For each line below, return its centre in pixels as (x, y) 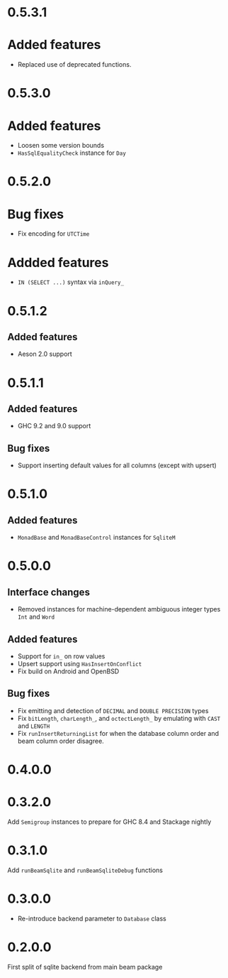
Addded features (58, 262)
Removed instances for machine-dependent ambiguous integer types (119, 609)
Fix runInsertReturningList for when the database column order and (118, 733)
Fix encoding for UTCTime (53, 234)
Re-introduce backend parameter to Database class (92, 918)
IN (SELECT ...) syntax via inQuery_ (71, 282)
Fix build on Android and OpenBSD (68, 671)
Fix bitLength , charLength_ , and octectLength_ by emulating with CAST (119, 718)
